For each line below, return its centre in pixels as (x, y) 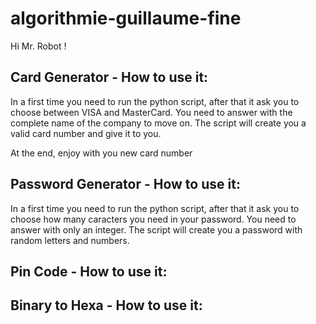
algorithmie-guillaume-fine (126, 18)
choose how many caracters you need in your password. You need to (153, 219)
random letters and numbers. (70, 240)
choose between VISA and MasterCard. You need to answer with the (151, 112)
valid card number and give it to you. (86, 133)
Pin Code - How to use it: (89, 271)
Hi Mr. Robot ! (38, 46)
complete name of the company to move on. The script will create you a (158, 123)
